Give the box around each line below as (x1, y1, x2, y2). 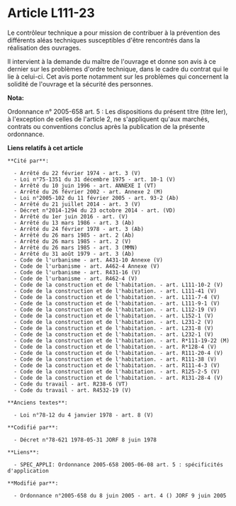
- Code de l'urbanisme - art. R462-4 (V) (13, 275, 138, 282)
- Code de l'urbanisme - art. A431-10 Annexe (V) (13, 257, 163, 264)
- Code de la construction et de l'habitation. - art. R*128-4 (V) (13, 343, 218, 350)
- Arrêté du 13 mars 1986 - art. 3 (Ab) (13, 219, 135, 226)
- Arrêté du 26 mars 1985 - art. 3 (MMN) (13, 244, 138, 251)
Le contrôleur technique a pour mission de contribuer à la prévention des (7, 28, 221, 37)
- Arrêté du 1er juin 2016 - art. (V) (13, 213, 129, 220)
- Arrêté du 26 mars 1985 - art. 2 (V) (13, 237, 132, 245)
